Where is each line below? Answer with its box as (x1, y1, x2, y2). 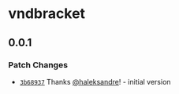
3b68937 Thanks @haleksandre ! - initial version (19, 77, 171, 86)
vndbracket (8, 5, 85, 23)
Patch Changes (8, 60, 69, 70)
